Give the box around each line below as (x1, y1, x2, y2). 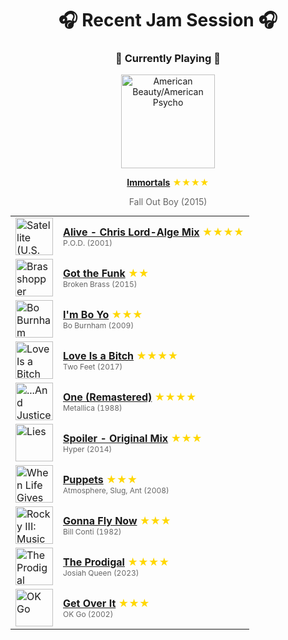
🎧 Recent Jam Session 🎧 (58, 9, 278, 32)
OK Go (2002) (63, 608, 114, 619)
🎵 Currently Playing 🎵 (115, 52, 221, 66)
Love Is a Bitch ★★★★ (63, 348, 179, 362)
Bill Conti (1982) (63, 526, 122, 537)
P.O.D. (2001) (63, 237, 113, 248)
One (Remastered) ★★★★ (63, 390, 197, 404)
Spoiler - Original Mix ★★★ (63, 431, 203, 445)
